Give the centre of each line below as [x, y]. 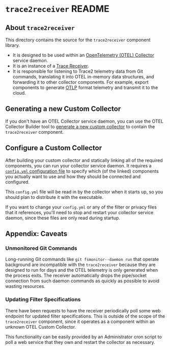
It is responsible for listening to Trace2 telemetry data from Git [78, 71]
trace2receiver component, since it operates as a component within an [80, 322]
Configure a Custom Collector [54, 148]
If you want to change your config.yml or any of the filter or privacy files [81, 207]
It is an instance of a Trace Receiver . [51, 66]
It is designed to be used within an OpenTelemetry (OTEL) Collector [83, 55]
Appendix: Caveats [36, 234]
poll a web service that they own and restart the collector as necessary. [80, 342]
